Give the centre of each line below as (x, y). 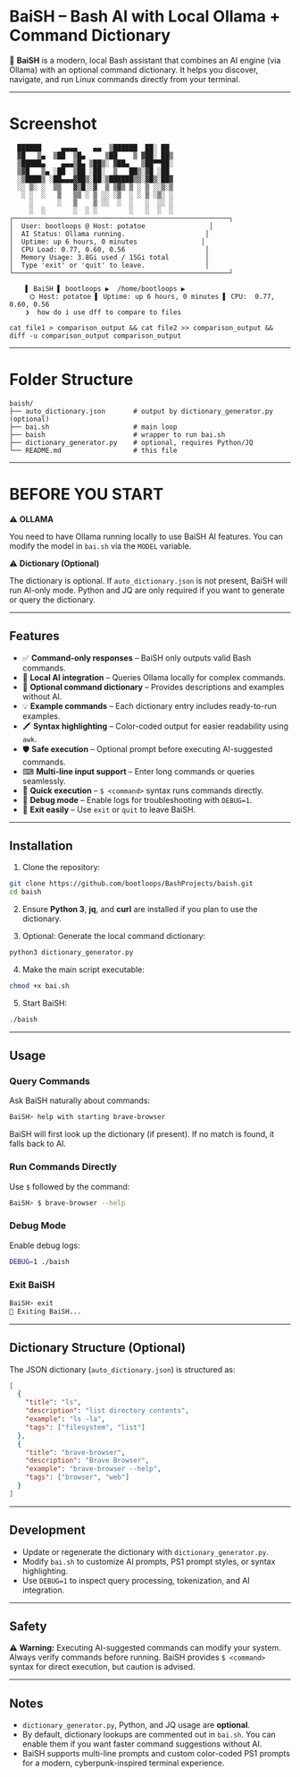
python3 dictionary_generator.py (71, 953)
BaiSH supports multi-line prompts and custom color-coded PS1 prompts (156, 1754)
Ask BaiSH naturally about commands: (79, 1101)
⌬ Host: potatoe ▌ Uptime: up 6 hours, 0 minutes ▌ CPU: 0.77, (152, 296)
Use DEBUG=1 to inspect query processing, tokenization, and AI (136, 1580)
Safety (28, 1626)
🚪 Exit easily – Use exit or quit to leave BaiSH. (109, 809)
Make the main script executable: (83, 970)
